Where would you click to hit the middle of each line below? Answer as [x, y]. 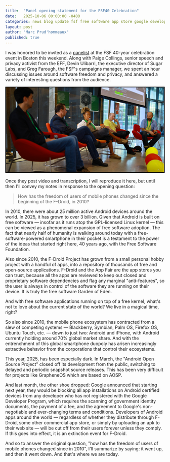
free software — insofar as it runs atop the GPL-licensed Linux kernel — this [84, 222]
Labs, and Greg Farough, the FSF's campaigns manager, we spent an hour [83, 69]
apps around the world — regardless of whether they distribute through [80, 417]
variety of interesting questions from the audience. [58, 80]
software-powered [25, 238]
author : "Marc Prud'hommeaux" [37, 32]
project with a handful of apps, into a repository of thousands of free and [81, 265]
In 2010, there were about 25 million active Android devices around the [79, 211]
